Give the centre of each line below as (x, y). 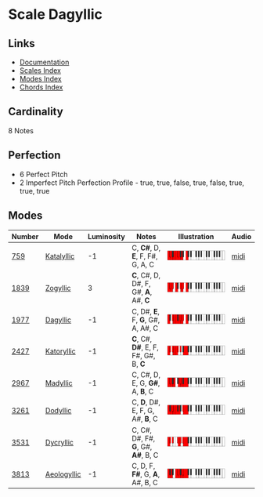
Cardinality (36, 112)
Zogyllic (58, 288)
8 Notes (21, 130)
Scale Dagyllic (56, 15)
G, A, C (143, 265)
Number (25, 236)
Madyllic (59, 383)
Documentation (44, 62)
